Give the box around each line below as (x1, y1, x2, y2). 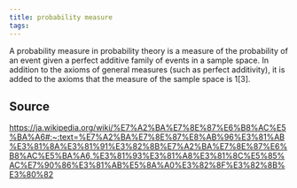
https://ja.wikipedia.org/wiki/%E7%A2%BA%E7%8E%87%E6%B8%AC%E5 (9, 123, 286, 133)
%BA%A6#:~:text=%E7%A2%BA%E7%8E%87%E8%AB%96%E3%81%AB (9, 132, 285, 142)
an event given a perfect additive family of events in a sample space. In (9, 55, 270, 65)
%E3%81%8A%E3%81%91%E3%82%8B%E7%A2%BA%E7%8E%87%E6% (9, 141, 288, 152)
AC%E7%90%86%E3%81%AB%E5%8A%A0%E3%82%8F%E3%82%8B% (9, 160, 285, 170)
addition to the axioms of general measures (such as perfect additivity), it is (9, 64, 285, 75)
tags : (9, 21, 29, 30)
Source (9, 99, 51, 114)
